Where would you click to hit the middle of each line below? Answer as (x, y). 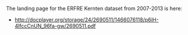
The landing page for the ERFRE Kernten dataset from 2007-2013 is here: (94, 8)
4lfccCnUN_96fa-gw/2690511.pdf (55, 26)
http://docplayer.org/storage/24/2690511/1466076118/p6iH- (87, 20)
